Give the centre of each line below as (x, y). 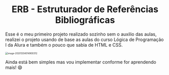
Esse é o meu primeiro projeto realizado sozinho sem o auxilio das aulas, (81, 34)
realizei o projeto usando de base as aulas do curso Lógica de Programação (85, 40)
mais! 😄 (14, 67)
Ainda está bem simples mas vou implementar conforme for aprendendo (81, 62)
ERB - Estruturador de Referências (85, 9)
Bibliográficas (85, 20)
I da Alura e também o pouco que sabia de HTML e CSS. (64, 45)
